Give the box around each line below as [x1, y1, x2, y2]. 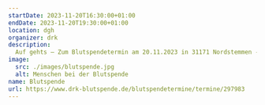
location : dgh [8, 26, 55, 34]
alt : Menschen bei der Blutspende [15, 70, 129, 78]
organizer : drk [8, 33, 58, 42]
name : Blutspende [8, 77, 65, 85]
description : [8, 41, 51, 49]
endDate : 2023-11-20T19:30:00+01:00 [8, 19, 129, 27]
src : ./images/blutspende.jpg [15, 63, 114, 71]
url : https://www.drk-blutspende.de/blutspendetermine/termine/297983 [8, 84, 245, 93]
